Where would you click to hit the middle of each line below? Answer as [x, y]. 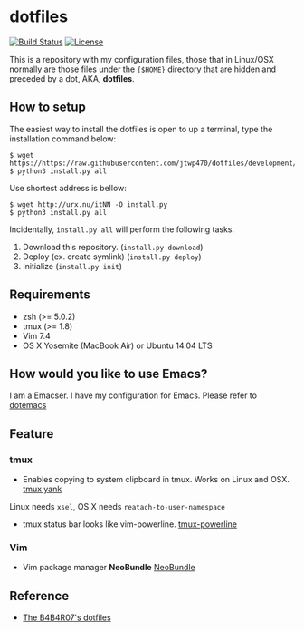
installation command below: [63, 139]
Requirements [50, 295]
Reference [39, 596]
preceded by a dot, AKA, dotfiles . [72, 78]
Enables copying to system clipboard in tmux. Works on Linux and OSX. [156, 480]
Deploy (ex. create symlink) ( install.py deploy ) [112, 257]
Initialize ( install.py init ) [72, 266]
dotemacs [28, 405]
